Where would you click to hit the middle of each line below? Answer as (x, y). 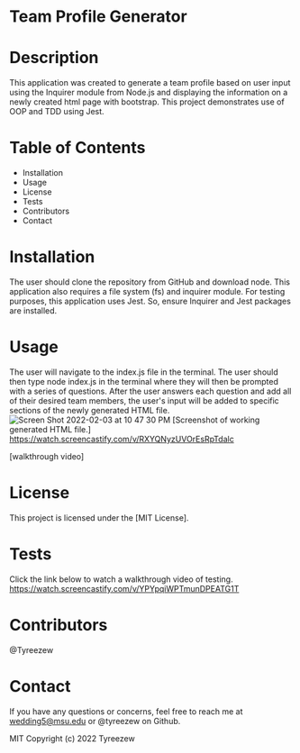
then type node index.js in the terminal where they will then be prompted (144, 381)
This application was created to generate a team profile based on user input (150, 83)
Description (54, 58)
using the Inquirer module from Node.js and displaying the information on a (149, 93)
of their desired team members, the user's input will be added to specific (144, 400)
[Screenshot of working (216, 420)
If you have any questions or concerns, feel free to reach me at (126, 711)
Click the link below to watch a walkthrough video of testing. (121, 579)
